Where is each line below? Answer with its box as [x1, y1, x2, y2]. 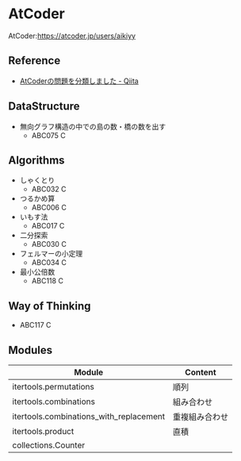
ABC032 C [31, 184, 67, 194]
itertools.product [12, 426, 75, 436]
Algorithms [8, 153, 65, 167]
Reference [8, 54, 61, 67]
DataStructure [8, 100, 81, 113]
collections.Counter [12, 440, 86, 451]
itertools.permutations [12, 382, 95, 392]
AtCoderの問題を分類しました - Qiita [19, 76, 139, 86]
